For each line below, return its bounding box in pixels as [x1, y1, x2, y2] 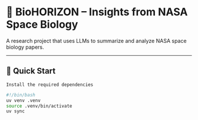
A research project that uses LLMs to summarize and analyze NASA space [6, 37, 187, 44]
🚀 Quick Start [6, 66, 56, 76]
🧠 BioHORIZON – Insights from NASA [6, 5, 188, 19]
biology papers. [6, 44, 44, 51]
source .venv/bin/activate [6, 103, 72, 109]
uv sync [6, 108, 25, 114]
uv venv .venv [6, 97, 41, 104]
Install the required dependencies [6, 82, 94, 88]
